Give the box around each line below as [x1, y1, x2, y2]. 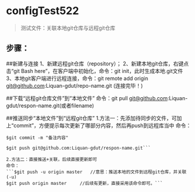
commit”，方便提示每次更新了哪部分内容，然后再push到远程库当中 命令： [14, 122, 191, 129]
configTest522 [6, 4, 79, 18]
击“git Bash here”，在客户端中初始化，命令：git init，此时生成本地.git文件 [6, 67, 183, 74]
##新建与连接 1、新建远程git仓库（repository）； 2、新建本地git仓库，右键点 [6, 60, 189, 67]
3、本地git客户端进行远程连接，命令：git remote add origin [6, 75, 149, 82]
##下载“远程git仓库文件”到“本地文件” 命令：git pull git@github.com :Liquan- [6, 94, 188, 101]
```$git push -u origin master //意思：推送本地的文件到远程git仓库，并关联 [6, 169, 187, 175]
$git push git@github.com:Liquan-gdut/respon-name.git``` [6, 145, 151, 151]
